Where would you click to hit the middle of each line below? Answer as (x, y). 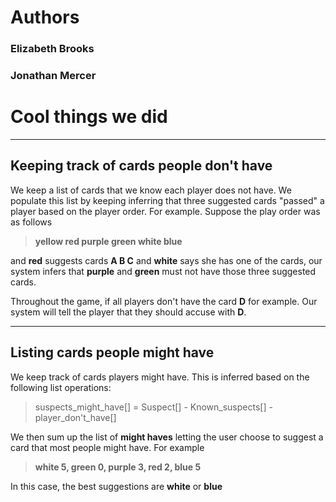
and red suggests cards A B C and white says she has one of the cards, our (166, 260)
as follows (31, 222)
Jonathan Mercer (53, 76)
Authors (45, 17)
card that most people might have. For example (107, 447)
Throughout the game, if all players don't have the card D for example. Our (164, 301)
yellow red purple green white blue (108, 241)
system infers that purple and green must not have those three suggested (163, 271)
